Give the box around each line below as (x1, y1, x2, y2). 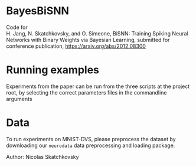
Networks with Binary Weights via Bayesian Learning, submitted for (6, 36, 170, 43)
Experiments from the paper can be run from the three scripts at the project (6, 83, 190, 90)
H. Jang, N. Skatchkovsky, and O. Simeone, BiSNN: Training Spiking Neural (6, 30, 188, 37)
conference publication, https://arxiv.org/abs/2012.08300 (6, 43, 146, 50)
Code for (6, 24, 28, 31)
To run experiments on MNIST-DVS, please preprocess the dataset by (6, 135, 176, 142)
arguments (6, 95, 32, 102)
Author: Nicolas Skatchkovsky (6, 153, 79, 160)
